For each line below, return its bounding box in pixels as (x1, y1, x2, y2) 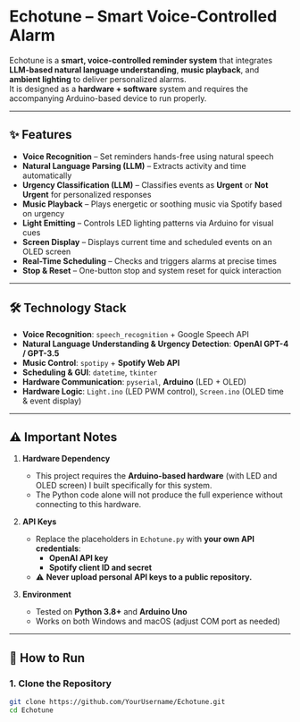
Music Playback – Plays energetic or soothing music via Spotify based (21, 199, 283, 209)
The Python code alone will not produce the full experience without (35, 489, 283, 500)
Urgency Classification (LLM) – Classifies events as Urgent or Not (21, 179, 269, 190)
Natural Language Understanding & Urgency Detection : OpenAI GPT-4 (21, 338, 289, 349)
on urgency (21, 208, 65, 218)
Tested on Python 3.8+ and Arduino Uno (35, 607, 187, 617)
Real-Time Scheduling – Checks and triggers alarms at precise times (21, 255, 277, 266)
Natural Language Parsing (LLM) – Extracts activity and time (21, 160, 247, 171)
